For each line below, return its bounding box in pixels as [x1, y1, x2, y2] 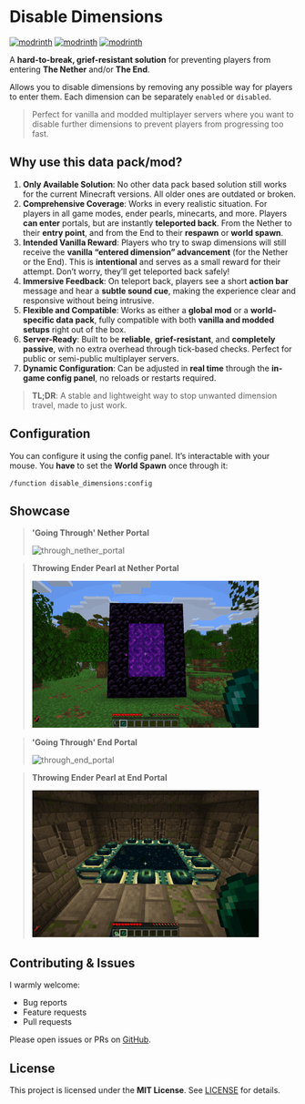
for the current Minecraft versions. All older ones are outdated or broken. [22, 189, 296, 199]
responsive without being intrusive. [22, 294, 155, 306]
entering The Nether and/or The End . [9, 64, 150, 75]
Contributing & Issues [9, 955, 136, 971]
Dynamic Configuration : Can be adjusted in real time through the [22, 363, 270, 373]
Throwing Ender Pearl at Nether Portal [31, 563, 179, 574]
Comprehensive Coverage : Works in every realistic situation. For [22, 198, 268, 209]
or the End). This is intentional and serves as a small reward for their [22, 256, 280, 267]
